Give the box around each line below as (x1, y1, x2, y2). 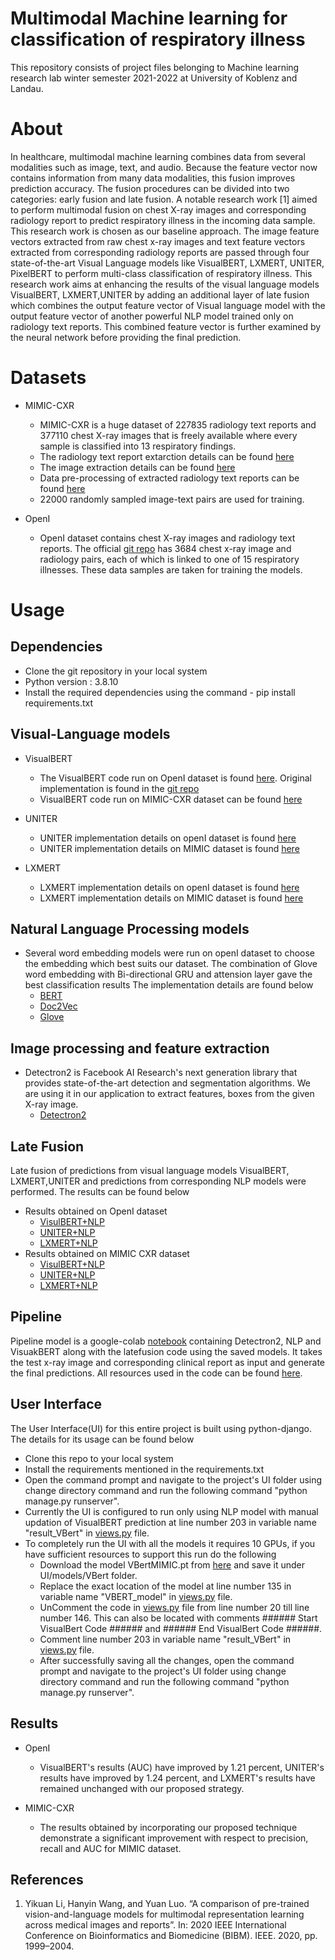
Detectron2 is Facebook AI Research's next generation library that (24, 1067, 298, 1079)
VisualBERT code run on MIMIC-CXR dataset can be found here (39, 793, 303, 805)
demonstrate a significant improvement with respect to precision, (39, 1832, 309, 1844)
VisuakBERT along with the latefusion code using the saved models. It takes (10, 1345, 323, 1357)
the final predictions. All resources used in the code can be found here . (10, 1367, 303, 1379)
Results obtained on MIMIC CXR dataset (24, 1248, 190, 1260)
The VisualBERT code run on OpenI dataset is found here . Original (39, 772, 312, 784)
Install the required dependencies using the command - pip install (24, 686, 296, 698)
